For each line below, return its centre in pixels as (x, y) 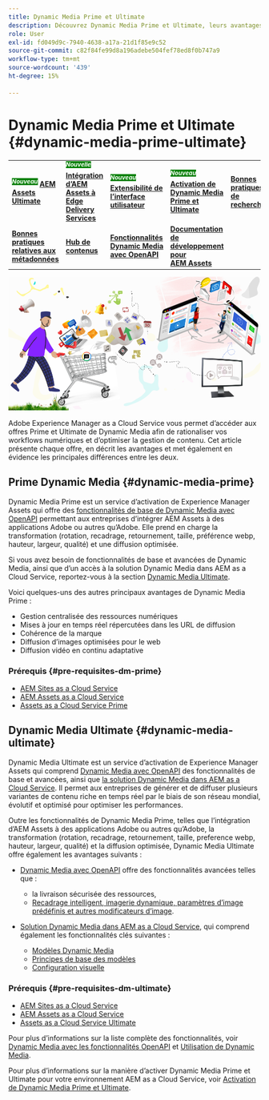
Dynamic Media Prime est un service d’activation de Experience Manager (129, 501)
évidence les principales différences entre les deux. (93, 457)
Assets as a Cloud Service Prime (74, 705)
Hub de (78, 242)
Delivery (80, 209)
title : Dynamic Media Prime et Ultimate (77, 17)
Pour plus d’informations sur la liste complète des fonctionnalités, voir (123, 1038)
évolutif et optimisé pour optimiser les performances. (96, 805)
